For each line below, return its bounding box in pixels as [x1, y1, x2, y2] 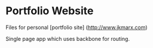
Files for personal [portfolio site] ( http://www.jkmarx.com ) [5, 24, 148, 31]
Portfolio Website [5, 4, 94, 18]
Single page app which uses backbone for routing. [5, 35, 130, 42]
